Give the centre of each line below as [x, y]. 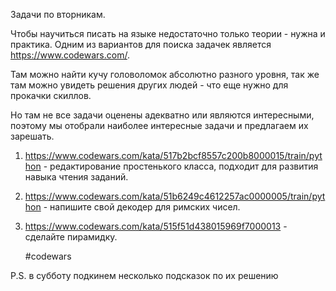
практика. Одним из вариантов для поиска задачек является [141, 44]
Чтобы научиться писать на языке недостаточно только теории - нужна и [168, 33]
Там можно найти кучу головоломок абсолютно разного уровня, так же [165, 74]
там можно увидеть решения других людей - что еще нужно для [149, 85]
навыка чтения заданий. [76, 177]
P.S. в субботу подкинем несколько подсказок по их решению [144, 275]
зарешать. [32, 136]
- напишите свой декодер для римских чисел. [142, 207]
